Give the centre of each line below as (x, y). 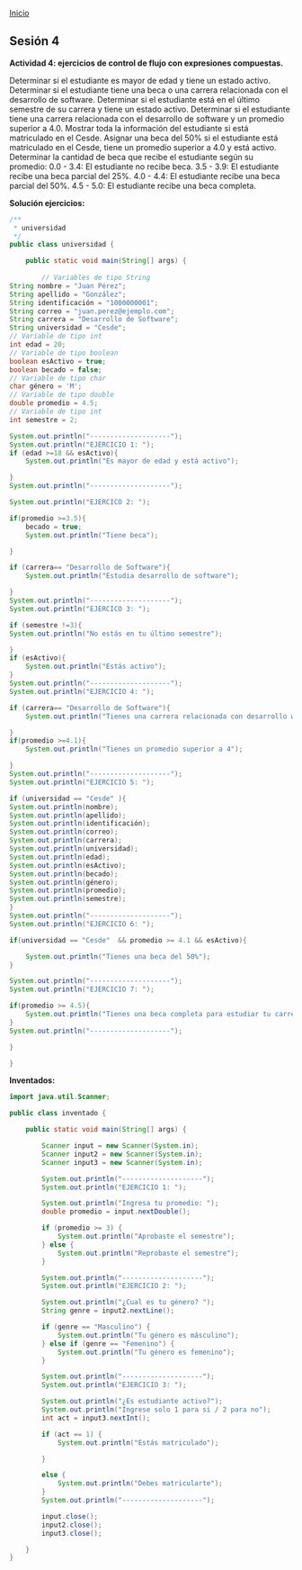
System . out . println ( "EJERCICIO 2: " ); (114, 1286)
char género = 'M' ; (46, 386)
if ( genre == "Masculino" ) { (96, 1327)
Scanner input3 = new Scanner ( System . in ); (122, 1162)
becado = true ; (54, 527)
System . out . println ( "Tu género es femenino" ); (146, 1352)
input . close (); (70, 1516)
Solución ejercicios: (47, 203)
